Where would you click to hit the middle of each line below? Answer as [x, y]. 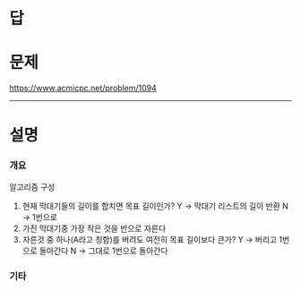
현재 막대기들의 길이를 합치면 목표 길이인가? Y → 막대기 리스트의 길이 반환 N [155, 206]
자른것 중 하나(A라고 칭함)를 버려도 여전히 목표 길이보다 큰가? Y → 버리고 [150, 239]
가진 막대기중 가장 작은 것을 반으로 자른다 [94, 228]
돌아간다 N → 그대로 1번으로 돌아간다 [103, 251]
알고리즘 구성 [32, 187]
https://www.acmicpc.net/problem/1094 [83, 88]
